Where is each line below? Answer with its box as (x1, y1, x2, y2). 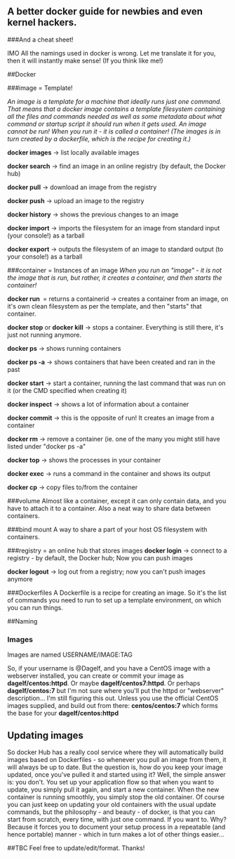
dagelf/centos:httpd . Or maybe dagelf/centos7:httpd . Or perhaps (7, 679, 201, 687)
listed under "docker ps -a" (7, 442, 86, 451)
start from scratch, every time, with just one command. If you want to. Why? (7, 815, 227, 823)
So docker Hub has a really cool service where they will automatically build (7, 748, 224, 756)
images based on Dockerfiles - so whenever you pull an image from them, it (7, 755, 227, 763)
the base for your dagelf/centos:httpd (7, 709, 119, 718)
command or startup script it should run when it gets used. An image (7, 120, 207, 128)
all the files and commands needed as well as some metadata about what (7, 112, 222, 120)
